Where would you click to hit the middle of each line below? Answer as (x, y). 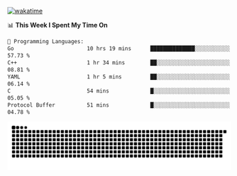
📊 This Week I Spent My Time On (57, 25)
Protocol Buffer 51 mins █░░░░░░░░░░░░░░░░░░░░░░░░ (119, 105)
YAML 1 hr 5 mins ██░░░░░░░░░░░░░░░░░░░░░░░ (119, 77)
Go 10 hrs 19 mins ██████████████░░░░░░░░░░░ (119, 49)
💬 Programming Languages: (45, 42)
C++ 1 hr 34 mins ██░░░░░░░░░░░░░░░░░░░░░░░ (119, 63)
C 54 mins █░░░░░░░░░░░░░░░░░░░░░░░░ (119, 91)
